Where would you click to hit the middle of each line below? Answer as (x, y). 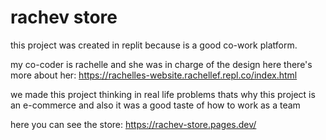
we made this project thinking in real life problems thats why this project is (163, 94)
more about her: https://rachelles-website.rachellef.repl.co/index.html (154, 75)
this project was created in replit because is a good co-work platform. (154, 45)
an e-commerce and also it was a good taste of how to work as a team (155, 105)
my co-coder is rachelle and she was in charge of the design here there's (161, 64)
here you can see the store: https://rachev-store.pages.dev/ (133, 124)
